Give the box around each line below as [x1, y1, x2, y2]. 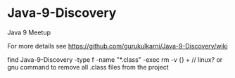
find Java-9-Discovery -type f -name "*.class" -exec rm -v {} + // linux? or [7, 55, 223, 64]
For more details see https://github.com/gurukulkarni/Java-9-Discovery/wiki [7, 41, 228, 50]
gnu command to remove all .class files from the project [7, 63, 169, 71]
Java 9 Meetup [7, 28, 51, 37]
